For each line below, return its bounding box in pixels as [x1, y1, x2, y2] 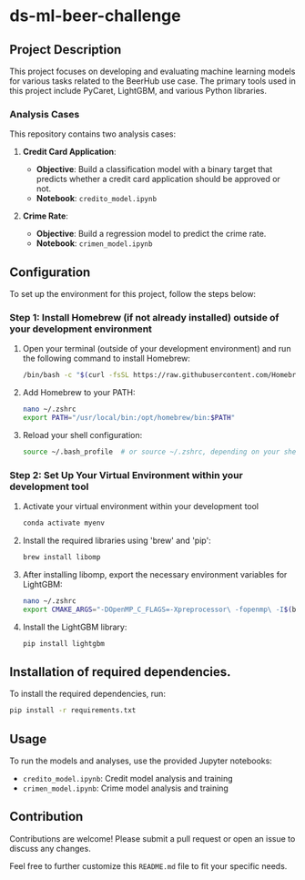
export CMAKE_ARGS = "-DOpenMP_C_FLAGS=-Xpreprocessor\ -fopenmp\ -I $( [22, 605, 293, 614]
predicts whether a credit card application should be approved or [36, 174, 280, 185]
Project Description [9, 42, 122, 57]
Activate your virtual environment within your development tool [22, 501, 259, 512]
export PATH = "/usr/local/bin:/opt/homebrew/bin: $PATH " [22, 414, 236, 423]
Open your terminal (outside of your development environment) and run [22, 343, 291, 354]
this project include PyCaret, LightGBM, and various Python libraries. [9, 86, 267, 96]
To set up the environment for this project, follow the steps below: [9, 289, 257, 300]
